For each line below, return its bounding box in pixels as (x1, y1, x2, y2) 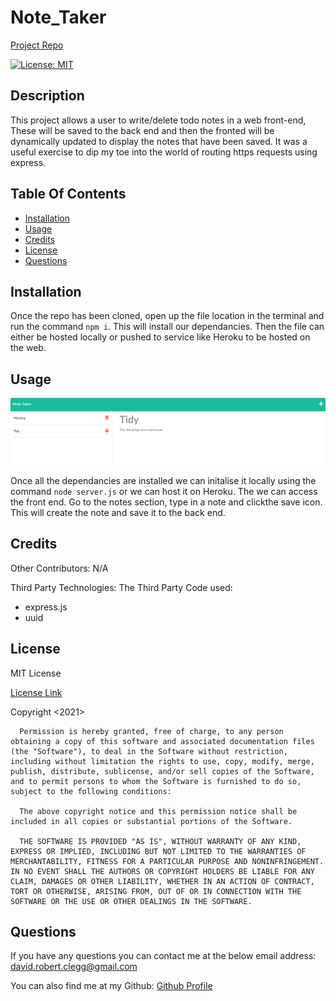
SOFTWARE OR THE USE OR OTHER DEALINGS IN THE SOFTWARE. (10, 896, 253, 906)
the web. (10, 342, 47, 354)
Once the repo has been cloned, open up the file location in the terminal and (10, 310, 325, 322)
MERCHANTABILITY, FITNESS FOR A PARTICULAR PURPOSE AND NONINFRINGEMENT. (10, 856, 325, 866)
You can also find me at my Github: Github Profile (10, 980, 213, 992)
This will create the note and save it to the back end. (10, 506, 226, 518)
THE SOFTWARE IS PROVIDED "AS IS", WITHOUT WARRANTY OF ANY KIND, (19, 836, 302, 846)
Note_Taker (10, 6, 107, 29)
